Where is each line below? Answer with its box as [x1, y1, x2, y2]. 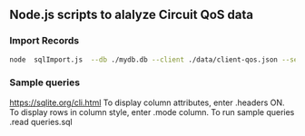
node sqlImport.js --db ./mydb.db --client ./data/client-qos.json [9, 54, 279, 64]
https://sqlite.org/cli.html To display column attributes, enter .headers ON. [9, 97, 285, 108]
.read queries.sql [9, 116, 73, 127]
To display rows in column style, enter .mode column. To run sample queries [9, 106, 295, 117]
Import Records [9, 34, 80, 47]
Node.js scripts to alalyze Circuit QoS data [9, 7, 254, 23]
